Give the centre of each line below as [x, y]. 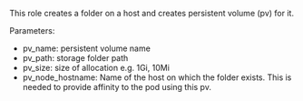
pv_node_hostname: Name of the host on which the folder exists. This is [157, 77]
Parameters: [32, 30]
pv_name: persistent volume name [87, 48]
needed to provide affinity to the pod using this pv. [117, 87]
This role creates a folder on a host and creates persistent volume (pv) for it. [152, 13]
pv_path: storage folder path [75, 58]
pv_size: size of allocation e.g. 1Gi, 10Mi [96, 68]
